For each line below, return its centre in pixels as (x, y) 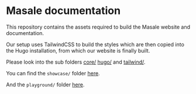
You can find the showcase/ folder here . (53, 73)
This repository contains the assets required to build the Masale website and (98, 27)
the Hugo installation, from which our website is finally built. (78, 50)
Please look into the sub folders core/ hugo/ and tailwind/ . (76, 62)
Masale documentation (63, 11)
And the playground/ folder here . (45, 84)
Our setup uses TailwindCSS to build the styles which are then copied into (95, 44)
